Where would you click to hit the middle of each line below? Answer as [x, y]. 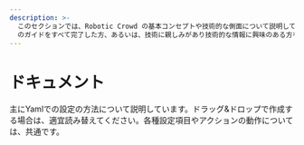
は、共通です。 [37, 131]
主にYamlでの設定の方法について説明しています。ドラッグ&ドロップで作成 [147, 109]
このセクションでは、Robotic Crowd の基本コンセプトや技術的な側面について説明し [153, 26]
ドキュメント [57, 82]
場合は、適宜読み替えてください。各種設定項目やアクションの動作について [155, 121]
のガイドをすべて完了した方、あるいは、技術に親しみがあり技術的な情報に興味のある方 [155, 34]
